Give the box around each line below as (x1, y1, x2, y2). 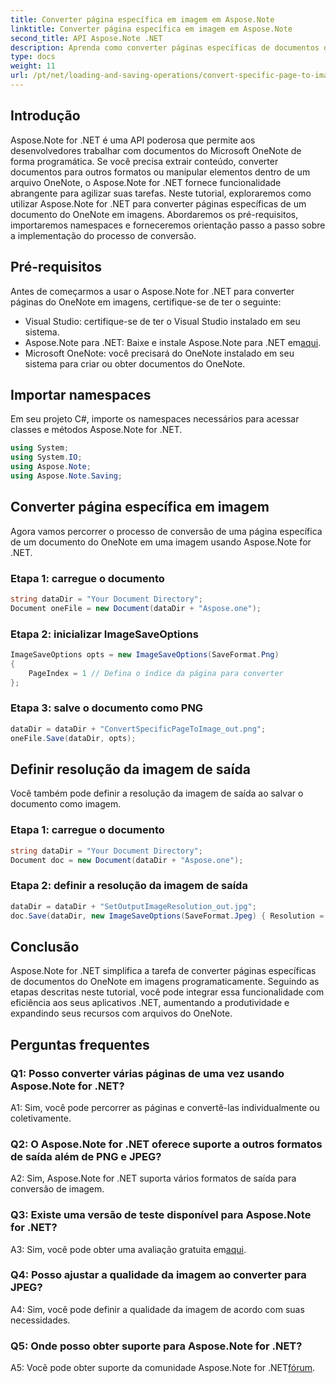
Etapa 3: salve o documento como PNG (10, 701, 204, 715)
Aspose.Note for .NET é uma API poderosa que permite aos (10, 134, 256, 146)
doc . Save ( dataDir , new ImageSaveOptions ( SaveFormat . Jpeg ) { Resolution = (10, 911, 325, 921)
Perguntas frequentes (10, 1036, 150, 1053)
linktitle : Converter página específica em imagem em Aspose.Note (10, 24, 293, 34)
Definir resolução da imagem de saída (10, 761, 251, 778)
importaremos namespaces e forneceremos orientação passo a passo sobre (10, 219, 326, 231)
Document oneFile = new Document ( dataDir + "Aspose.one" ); (10, 603, 262, 613)
